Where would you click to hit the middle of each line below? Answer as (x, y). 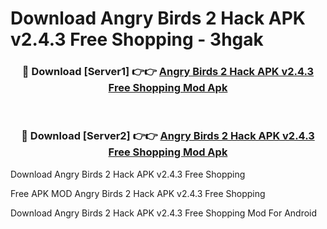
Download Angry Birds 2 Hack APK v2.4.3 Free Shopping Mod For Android (164, 213)
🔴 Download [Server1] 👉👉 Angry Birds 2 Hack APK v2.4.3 (168, 72)
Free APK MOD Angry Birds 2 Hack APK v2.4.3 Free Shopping (138, 193)
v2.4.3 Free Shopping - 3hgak (137, 39)
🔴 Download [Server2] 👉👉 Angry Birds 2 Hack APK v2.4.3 (168, 136)
